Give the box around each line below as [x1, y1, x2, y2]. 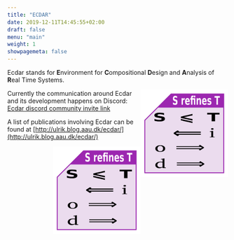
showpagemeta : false [7, 48, 68, 55]
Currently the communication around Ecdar [7, 90, 132, 97]
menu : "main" [7, 34, 46, 41]
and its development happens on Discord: [7, 97, 128, 105]
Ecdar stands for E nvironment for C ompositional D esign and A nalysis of [7, 69, 215, 76]
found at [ [7, 125, 36, 133]
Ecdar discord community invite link [7, 104, 111, 112]
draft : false [7, 26, 46, 33]
